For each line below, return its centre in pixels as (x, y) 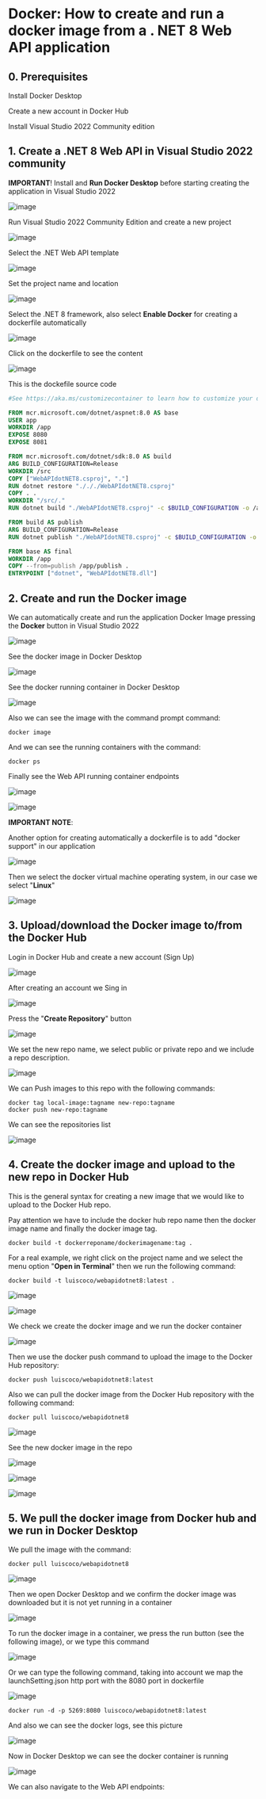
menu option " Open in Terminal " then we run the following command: (122, 1266)
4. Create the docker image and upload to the (122, 1165)
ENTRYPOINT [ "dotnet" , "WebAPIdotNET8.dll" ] (83, 574)
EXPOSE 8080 (28, 435)
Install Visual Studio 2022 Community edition (82, 126)
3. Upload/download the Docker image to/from (125, 925)
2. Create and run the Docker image (98, 598)
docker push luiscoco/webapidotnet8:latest (81, 1380)
